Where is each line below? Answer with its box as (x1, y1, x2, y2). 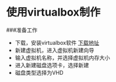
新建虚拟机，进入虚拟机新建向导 (14, 46, 94, 54)
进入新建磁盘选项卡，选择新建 (14, 61, 89, 69)
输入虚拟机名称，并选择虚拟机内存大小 (14, 54, 110, 61)
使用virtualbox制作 (6, 5, 101, 19)
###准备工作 (6, 26, 38, 34)
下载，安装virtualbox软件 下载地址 (14, 39, 99, 46)
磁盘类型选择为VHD (14, 69, 64, 76)
